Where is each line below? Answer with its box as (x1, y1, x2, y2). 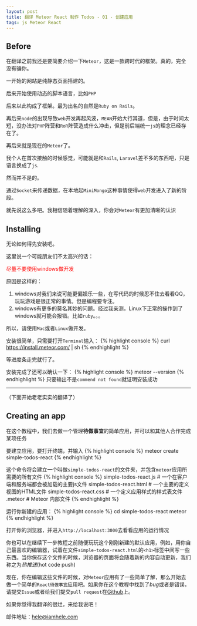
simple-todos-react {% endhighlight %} (6, 453, 102, 461)
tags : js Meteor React (6, 19, 62, 25)
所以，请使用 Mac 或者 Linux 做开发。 (6, 325, 89, 332)
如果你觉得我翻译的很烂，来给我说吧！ (6, 600, 98, 608)
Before (6, 41, 31, 51)
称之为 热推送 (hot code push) (6, 561, 76, 568)
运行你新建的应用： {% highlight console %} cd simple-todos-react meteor (6, 507, 187, 514)
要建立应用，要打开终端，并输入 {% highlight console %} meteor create (6, 447, 179, 454)
